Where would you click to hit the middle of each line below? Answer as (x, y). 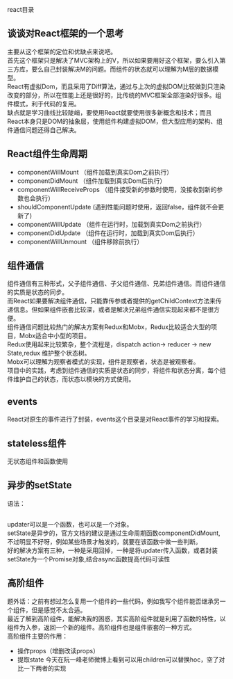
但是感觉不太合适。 (59, 609)
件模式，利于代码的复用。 (44, 104)
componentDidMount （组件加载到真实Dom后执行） (92, 181)
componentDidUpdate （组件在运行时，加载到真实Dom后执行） (108, 233)
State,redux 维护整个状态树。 (49, 353)
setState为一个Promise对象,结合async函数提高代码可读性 (89, 559)
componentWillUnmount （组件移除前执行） (80, 241)
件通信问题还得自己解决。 (44, 129)
